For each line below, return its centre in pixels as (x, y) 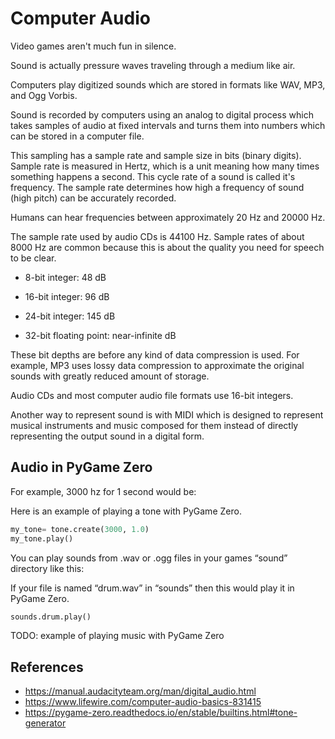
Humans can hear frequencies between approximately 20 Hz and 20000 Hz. (168, 217)
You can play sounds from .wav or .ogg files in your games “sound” (149, 558)
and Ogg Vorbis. (44, 95)
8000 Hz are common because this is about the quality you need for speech (167, 247)
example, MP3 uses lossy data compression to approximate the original (157, 365)
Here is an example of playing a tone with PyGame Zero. (126, 511)
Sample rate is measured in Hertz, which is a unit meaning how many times (165, 166)
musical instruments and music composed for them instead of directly (154, 425)
